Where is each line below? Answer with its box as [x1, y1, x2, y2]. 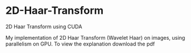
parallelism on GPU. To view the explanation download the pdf [5, 40, 155, 47]
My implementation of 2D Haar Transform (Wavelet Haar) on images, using [5, 34, 185, 41]
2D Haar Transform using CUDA [5, 23, 82, 30]
